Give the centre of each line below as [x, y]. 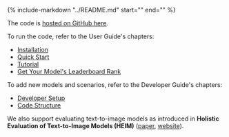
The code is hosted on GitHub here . [58, 23]
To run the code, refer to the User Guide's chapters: [81, 36]
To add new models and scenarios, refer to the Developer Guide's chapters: [115, 85]
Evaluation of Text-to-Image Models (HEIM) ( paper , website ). [96, 126]
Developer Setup [41, 98]
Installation [33, 50]
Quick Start [33, 57]
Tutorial [28, 64]
